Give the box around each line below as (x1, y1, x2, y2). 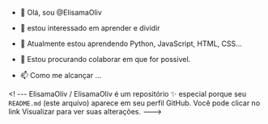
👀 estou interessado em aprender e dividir (19, 23, 160, 32)
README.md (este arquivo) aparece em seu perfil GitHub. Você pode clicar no (8, 98, 261, 108)
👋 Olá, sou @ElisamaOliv (19, 8, 103, 17)
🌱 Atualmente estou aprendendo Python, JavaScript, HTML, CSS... (19, 39, 243, 48)
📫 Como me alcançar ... (19, 71, 102, 80)
